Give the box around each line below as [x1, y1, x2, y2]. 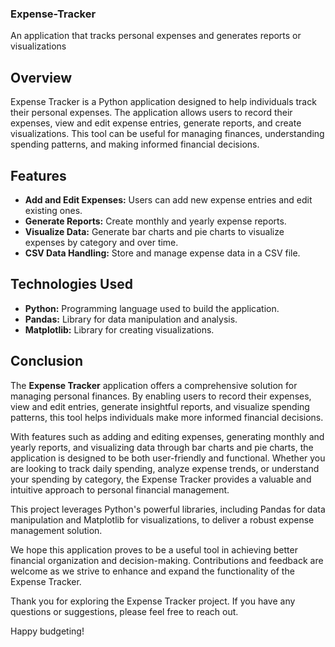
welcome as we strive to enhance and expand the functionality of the [10, 565, 295, 577]
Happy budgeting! [10, 625, 85, 637]
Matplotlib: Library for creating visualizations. [24, 323, 215, 336]
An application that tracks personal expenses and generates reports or [10, 30, 302, 42]
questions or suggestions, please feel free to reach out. [10, 605, 239, 617]
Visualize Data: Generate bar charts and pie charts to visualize [24, 225, 285, 237]
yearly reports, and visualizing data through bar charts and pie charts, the [10, 441, 314, 453]
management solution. [10, 524, 103, 536]
